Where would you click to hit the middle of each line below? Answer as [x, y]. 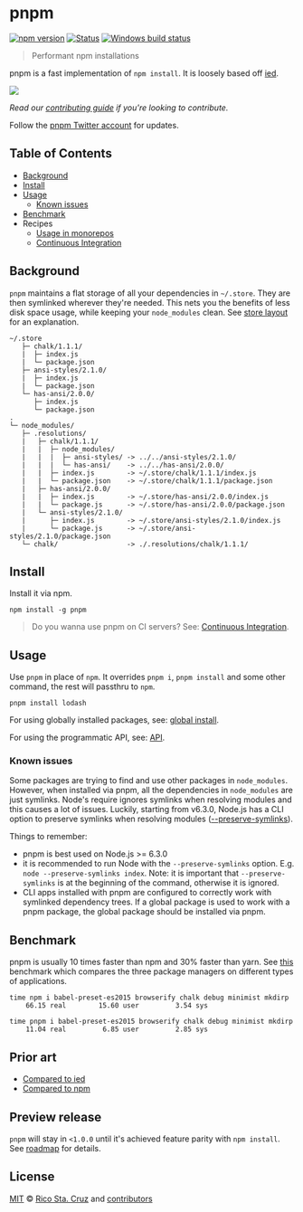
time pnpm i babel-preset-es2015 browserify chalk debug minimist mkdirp [151, 1022]
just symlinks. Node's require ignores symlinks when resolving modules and [151, 800]
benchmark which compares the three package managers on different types [151, 971]
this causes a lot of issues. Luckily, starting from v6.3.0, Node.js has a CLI [147, 810]
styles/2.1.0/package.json [60, 536]
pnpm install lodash [48, 704]
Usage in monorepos [75, 232]
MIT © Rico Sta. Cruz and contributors [81, 1198]
